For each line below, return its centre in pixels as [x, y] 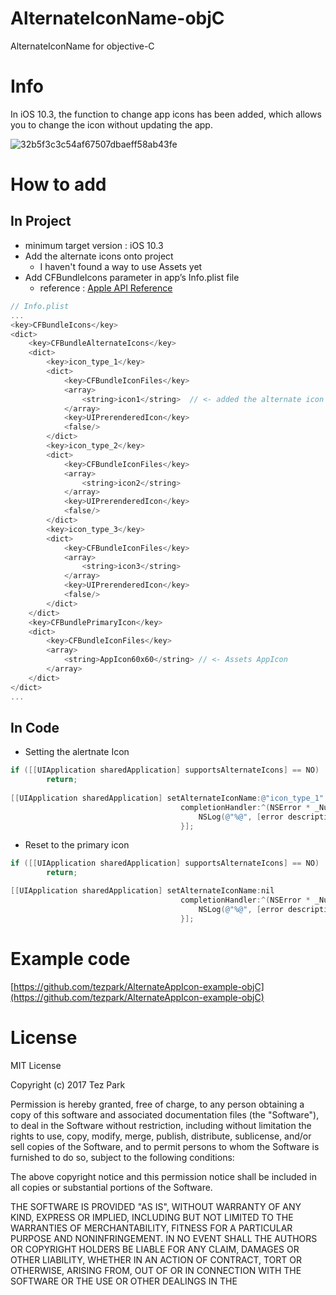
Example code [70, 958]
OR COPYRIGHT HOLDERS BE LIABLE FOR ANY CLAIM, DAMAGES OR [155, 1249]
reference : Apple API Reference [106, 288]
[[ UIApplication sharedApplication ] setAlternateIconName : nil [142, 891]
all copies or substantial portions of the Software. [111, 1187]
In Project [41, 221]
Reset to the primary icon [77, 845]
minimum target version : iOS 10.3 [94, 245]
